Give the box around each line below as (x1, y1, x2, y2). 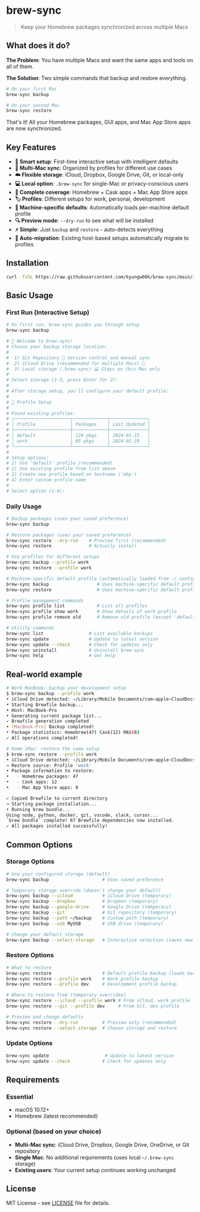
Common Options (6, 840, 73, 850)
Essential (6, 1093, 34, 1101)
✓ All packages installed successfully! (6, 823, 108, 829)
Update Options (6, 1039, 53, 1047)
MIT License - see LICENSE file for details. (6, 1199, 110, 1207)
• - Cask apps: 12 (6, 779, 58, 785)
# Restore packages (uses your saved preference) (6, 532, 132, 538)
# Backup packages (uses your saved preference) (6, 516, 129, 522)
